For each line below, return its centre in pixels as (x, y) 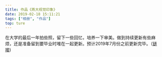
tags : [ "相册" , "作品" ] (28, 19)
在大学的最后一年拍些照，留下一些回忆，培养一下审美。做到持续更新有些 (78, 38)
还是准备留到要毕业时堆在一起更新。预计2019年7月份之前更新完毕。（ (83, 44)
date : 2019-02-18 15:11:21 (33, 14)
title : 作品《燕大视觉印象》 (31, 9)
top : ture (15, 23)
